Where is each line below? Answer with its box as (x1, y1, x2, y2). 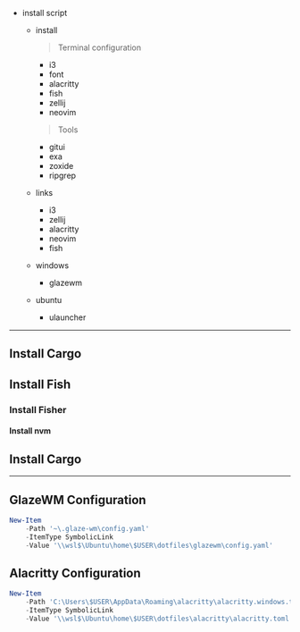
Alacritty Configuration (9, 565, 141, 580)
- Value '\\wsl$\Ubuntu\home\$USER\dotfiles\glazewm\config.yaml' (25, 541, 274, 550)
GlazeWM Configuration (9, 492, 146, 508)
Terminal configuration (57, 42, 141, 53)
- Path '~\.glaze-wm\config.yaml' (25, 524, 150, 533)
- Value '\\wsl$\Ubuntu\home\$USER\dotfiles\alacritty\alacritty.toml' (25, 614, 294, 623)
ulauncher (48, 312, 87, 323)
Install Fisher (9, 403, 67, 416)
